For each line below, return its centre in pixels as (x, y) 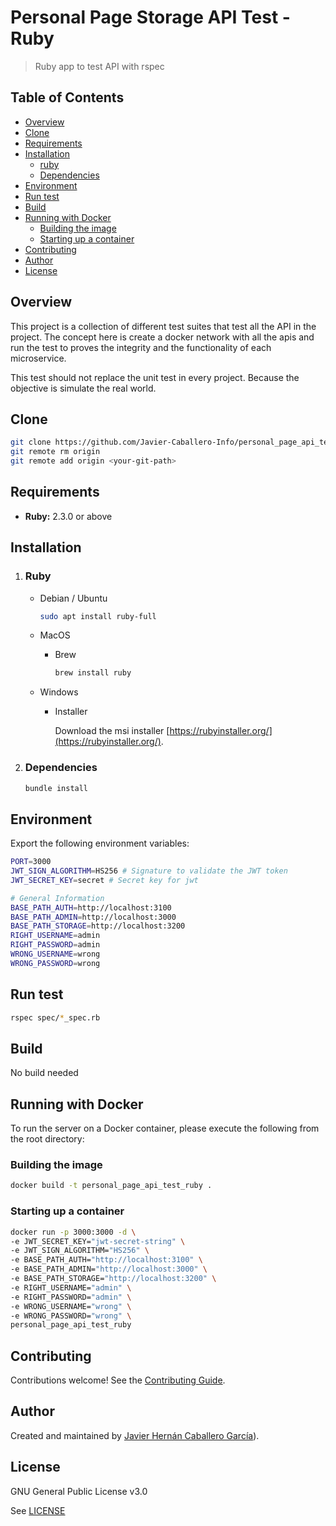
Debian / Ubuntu (73, 598)
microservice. (38, 358)
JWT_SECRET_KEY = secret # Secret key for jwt (104, 880)
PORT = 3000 (31, 862)
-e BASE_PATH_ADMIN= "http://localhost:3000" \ (109, 1269)
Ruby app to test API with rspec (99, 66)
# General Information (57, 898)
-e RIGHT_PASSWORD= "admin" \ (71, 1297)
